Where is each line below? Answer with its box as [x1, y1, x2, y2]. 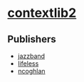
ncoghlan [17, 67, 46, 75]
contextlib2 [7, 5, 77, 21]
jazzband [17, 52, 45, 60]
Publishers [7, 33, 56, 45]
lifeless [17, 59, 39, 68]
